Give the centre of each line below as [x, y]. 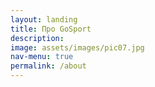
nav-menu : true [42, 57]
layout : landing [44, 19]
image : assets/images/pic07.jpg [77, 47]
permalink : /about [48, 66]
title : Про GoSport [51, 29]
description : [37, 38]
